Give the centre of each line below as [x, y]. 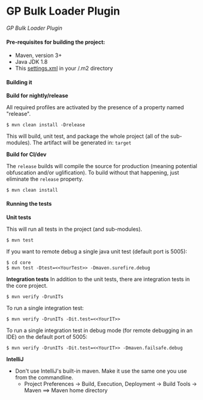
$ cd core [19, 262]
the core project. [27, 285]
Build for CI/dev [26, 154]
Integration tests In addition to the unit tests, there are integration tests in [98, 279]
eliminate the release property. [45, 179]
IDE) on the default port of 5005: [47, 337]
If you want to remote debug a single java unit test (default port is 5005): [97, 251]
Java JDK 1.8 [31, 62]
